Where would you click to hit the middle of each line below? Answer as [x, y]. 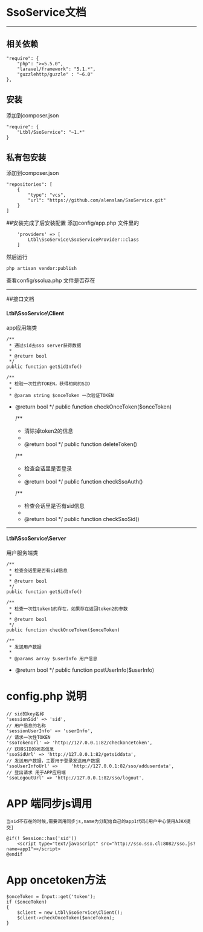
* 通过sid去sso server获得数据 [45, 346]
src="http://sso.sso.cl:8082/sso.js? [148, 844]
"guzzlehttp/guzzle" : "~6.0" [55, 74]
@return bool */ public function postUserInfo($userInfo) [85, 670]
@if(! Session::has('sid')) [42, 838]
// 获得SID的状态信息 [30, 749]
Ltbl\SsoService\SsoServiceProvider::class [83, 240]
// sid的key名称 [25, 714]
